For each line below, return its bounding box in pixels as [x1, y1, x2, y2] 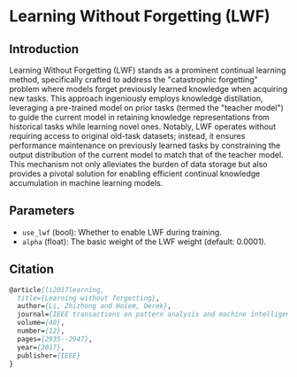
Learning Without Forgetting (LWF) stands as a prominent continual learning [9, 65, 286, 75]
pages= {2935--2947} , [17, 335, 93, 343]
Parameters [9, 204, 75, 219]
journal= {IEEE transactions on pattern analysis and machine [17, 310, 247, 319]
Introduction [9, 42, 80, 57]
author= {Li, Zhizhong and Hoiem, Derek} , [17, 302, 172, 311]
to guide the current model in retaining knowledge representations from [9, 112, 270, 122]
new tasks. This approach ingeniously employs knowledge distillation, [9, 93, 263, 104]
